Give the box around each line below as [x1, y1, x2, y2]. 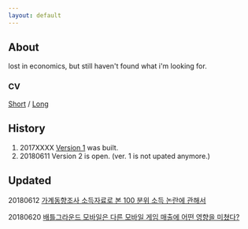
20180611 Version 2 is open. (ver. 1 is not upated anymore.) [19, 151, 211, 161]
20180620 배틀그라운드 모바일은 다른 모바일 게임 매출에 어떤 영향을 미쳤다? [8, 212, 240, 222]
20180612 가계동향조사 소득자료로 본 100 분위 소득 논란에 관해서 [8, 196, 206, 205]
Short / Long [8, 99, 49, 109]
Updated [8, 174, 52, 187]
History [8, 122, 46, 135]
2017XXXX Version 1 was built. [19, 142, 119, 152]
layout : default [8, 11, 61, 20]
